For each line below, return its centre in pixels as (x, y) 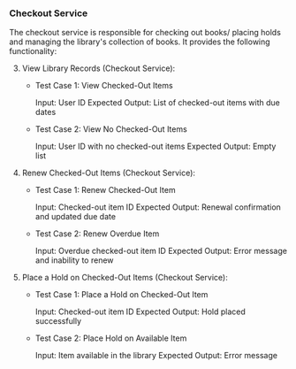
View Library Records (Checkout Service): (99, 68)
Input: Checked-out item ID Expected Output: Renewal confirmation (158, 207)
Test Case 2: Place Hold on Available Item (111, 338)
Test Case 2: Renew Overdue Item (97, 234)
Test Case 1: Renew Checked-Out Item (105, 190)
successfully (58, 321)
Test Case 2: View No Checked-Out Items (111, 129)
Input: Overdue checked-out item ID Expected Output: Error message (161, 251)
